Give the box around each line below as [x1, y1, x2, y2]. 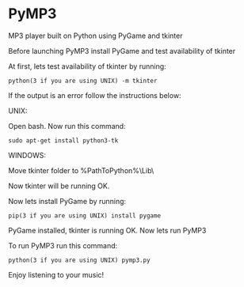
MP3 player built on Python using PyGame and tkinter [8, 31, 183, 40]
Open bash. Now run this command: [8, 121, 126, 130]
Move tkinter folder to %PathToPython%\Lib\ [8, 165, 154, 175]
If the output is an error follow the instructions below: [8, 90, 181, 100]
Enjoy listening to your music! [8, 270, 105, 279]
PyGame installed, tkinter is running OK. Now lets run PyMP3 [8, 225, 207, 235]
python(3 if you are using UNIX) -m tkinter [8, 77, 158, 85]
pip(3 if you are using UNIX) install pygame [8, 211, 161, 220]
